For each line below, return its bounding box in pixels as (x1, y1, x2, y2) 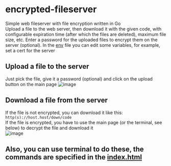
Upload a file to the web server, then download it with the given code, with (5, 25, 162, 32)
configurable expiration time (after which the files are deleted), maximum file (5, 31, 166, 37)
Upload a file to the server (5, 62, 89, 71)
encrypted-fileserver (5, 4, 97, 15)
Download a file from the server (5, 96, 108, 105)
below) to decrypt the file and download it (5, 125, 93, 131)
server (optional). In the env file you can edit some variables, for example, (5, 42, 161, 48)
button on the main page (5, 81, 57, 87)
